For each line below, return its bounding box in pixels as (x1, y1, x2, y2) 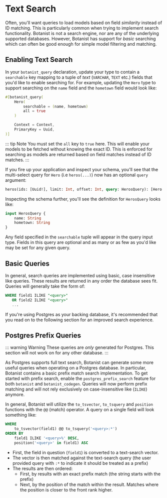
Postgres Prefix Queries (5, 331, 81, 339)
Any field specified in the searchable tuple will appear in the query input (5, 234, 153, 240)
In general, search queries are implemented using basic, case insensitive (5, 272, 155, 279)
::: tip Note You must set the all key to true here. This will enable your (5, 141, 150, 147)
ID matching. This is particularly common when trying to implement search (5, 25, 159, 31)
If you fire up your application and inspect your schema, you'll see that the (5, 166, 158, 172)
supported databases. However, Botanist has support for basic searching (5, 36, 156, 42)
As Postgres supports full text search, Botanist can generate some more (5, 359, 154, 365)
